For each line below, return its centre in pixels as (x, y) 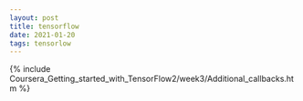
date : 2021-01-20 (42, 35)
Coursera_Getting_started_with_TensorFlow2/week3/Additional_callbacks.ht (152, 79)
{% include (30, 69)
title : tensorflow (44, 26)
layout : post (34, 18)
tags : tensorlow (40, 43)
